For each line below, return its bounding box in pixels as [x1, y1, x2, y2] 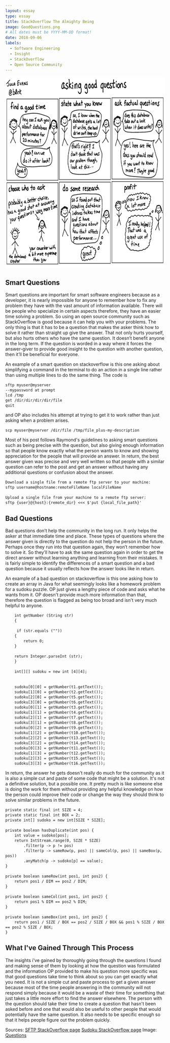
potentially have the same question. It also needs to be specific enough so [5, 1011, 161, 1017]
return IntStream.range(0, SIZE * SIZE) [14, 838, 101, 843]
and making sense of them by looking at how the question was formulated [5, 962, 160, 969]
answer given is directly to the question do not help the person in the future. [5, 539, 164, 544]
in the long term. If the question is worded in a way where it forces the [5, 341, 152, 347]
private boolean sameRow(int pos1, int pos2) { [5, 874, 108, 879]
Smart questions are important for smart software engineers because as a [5, 292, 160, 298]
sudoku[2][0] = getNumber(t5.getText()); [14, 695, 103, 700]
